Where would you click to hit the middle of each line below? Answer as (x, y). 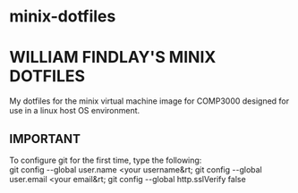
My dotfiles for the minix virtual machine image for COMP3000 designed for (149, 101)
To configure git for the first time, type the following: (106, 160)
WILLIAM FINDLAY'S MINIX (113, 58)
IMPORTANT (45, 139)
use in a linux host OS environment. (75, 111)
